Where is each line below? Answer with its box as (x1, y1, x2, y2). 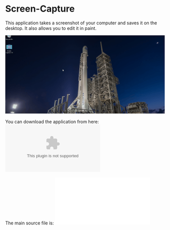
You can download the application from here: (5, 119, 99, 125)
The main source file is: (5, 220, 54, 226)
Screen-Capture (5, 3, 75, 15)
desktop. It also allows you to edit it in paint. (5, 25, 97, 31)
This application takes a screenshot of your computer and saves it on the (5, 20, 157, 26)
